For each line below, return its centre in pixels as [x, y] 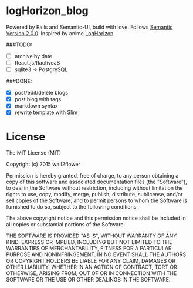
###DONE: [19, 81]
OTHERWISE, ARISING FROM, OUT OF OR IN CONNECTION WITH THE [92, 273]
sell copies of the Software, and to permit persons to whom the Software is [97, 200]
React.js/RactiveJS [37, 63]
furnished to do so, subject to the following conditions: [72, 207]
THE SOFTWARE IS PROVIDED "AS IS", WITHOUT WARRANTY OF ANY [92, 236]
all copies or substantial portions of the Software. [65, 225]
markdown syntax [36, 106]
